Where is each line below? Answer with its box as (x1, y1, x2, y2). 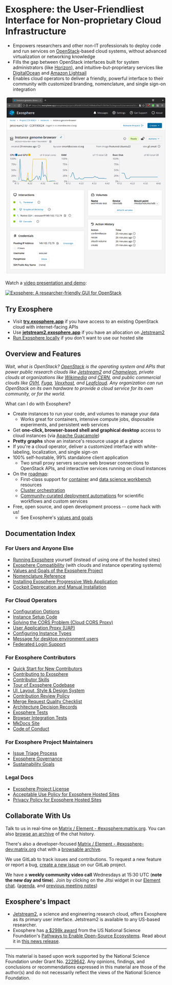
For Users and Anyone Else (5, 545, 74, 552)
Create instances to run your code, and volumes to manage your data (12, 410, 160, 417)
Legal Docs (5, 774, 34, 781)
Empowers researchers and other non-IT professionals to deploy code (12, 42, 161, 48)
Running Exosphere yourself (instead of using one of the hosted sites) (12, 557, 161, 563)
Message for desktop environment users (12, 635, 99, 641)
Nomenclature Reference (12, 572, 66, 579)
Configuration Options (12, 608, 60, 614)
